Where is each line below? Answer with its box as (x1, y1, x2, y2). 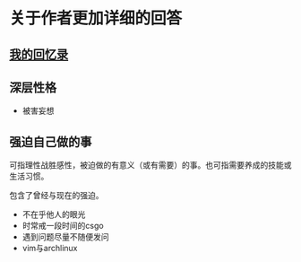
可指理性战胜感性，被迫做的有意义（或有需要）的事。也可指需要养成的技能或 (9, 160, 292, 170)
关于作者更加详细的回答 (9, 8, 183, 29)
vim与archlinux (21, 243, 78, 254)
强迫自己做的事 (9, 134, 92, 149)
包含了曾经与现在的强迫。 (9, 190, 104, 201)
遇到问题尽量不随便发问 (21, 231, 109, 242)
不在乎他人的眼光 (21, 209, 86, 220)
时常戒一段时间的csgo (21, 221, 105, 231)
